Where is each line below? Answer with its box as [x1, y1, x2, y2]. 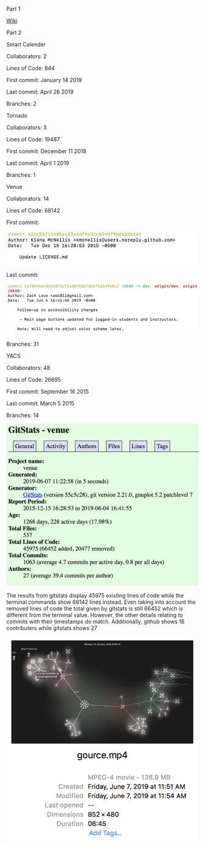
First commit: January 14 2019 [6, 77, 82, 83]
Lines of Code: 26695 [6, 376, 61, 383]
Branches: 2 [6, 100, 37, 107]
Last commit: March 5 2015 [6, 400, 74, 407]
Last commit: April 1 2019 [6, 159, 70, 167]
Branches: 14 [6, 411, 40, 419]
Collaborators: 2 [6, 53, 47, 60]
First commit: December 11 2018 [6, 148, 87, 155]
